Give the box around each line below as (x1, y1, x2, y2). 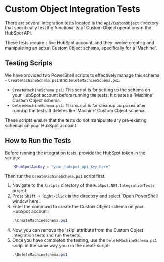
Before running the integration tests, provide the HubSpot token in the (5, 150, 146, 156)
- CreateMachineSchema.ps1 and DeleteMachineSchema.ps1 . (5, 77, 121, 83)
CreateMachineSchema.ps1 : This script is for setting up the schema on (12, 87, 151, 93)
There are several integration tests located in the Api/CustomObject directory (5, 20, 159, 26)
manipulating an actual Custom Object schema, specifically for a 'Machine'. (5, 45, 157, 51)
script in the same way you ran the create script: (12, 243, 110, 249)
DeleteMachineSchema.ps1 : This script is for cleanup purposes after (12, 102, 146, 108)
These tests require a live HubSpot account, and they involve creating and (5, 39, 155, 45)
